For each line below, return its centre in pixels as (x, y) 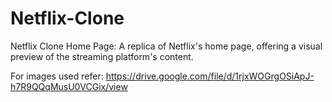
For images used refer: (57, 76)
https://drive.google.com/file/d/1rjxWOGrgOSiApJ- (210, 76)
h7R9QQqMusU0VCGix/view (69, 86)
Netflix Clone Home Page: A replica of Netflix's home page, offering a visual (166, 46)
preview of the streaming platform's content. (102, 56)
